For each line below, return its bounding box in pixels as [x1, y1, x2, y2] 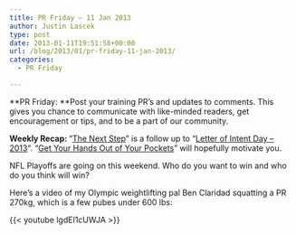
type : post [9, 30, 51, 39]
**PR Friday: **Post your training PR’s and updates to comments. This [9, 96, 274, 107]
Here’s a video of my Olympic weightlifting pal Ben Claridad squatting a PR [9, 187, 287, 198]
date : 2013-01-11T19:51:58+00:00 [9, 38, 136, 48]
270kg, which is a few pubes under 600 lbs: [9, 196, 174, 208]
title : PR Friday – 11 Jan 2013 [9, 13, 131, 23]
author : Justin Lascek [9, 22, 95, 31]
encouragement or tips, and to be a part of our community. [9, 115, 229, 126]
